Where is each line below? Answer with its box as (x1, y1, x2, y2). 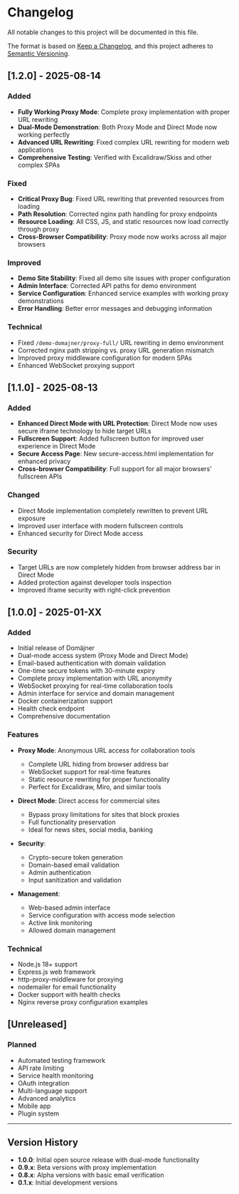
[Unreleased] (7, 1019, 68, 1031)
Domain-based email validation (28, 860, 119, 869)
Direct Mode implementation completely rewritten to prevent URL (17, 506, 208, 515)
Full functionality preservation (28, 818, 116, 826)
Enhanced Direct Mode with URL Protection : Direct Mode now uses (17, 419, 218, 428)
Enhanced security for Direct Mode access (17, 529, 144, 537)
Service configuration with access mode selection (28, 910, 176, 920)
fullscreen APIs (17, 472, 63, 481)
